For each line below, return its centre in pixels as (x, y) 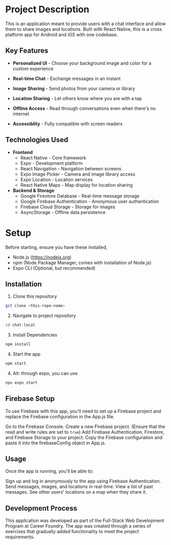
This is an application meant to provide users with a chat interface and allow (85, 24)
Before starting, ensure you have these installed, (56, 247)
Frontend (23, 152)
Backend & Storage (34, 190)
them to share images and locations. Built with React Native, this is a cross (84, 29)
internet (21, 113)
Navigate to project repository (44, 316)
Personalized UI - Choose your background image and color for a (82, 63)
